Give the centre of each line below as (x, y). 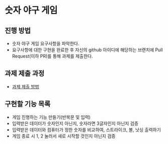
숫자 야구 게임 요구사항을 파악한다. (46, 44)
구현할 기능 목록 (28, 104)
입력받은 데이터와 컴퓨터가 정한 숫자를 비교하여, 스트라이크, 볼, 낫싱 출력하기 (87, 129)
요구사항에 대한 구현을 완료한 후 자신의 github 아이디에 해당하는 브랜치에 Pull (87, 50)
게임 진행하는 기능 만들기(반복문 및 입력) (51, 117)
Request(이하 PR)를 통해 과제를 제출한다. (53, 56)
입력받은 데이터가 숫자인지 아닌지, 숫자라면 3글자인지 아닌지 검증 (75, 123)
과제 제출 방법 (25, 87)
